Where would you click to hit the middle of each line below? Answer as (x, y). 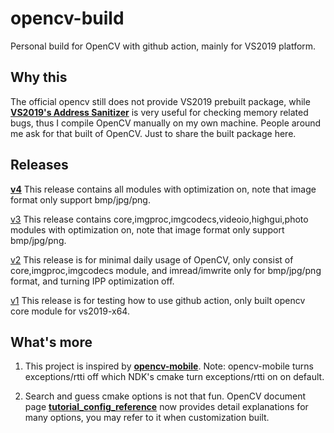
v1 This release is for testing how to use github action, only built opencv (158, 300)
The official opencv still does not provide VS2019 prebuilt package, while (160, 101)
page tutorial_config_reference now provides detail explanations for (166, 407)
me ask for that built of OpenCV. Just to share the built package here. (153, 133)
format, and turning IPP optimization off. (92, 281)
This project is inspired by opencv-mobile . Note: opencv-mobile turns (169, 366)
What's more (51, 342)
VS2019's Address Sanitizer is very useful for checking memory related (159, 112)
